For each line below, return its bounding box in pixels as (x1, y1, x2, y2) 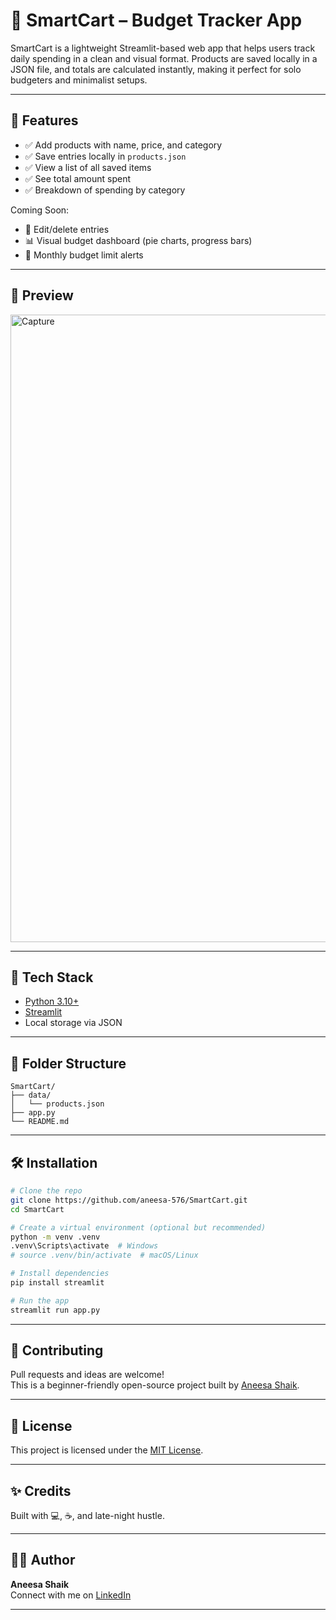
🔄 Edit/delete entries (24, 223, 110, 235)
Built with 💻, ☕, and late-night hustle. (10, 1510, 165, 1522)
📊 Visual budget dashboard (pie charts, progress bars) (24, 234, 253, 246)
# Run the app (10, 1295, 70, 1306)
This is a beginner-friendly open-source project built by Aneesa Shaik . (10, 1379, 300, 1391)
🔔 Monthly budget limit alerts (24, 249, 144, 261)
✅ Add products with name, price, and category (24, 139, 223, 151)
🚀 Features (10, 112, 79, 129)
